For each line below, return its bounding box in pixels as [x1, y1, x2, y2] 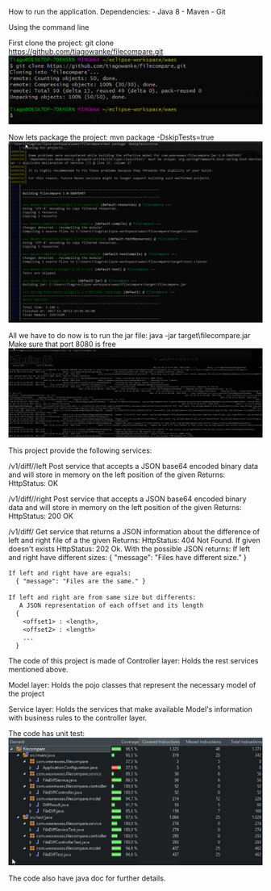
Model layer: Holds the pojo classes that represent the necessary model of [8, 680, 256, 690]
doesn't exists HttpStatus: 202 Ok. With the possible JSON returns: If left [8, 544, 251, 554]
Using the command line [8, 23, 90, 31]
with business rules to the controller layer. [8, 713, 148, 723]
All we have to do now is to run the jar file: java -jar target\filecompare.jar [8, 331, 251, 341]
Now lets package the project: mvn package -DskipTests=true [8, 132, 215, 142]
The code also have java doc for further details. [8, 873, 166, 883]
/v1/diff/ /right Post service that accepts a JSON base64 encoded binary [8, 494, 247, 504]
